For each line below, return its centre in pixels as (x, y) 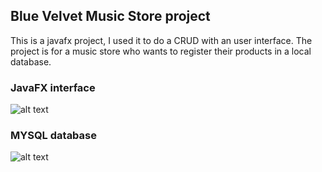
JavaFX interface (53, 87)
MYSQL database (54, 136)
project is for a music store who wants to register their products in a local (161, 51)
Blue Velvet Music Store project (110, 16)
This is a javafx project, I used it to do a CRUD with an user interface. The (161, 40)
